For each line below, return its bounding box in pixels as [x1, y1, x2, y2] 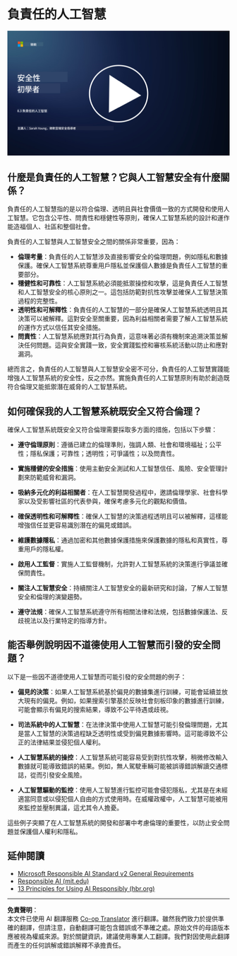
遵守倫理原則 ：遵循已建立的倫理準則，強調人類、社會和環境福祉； [17, 440, 209, 449]
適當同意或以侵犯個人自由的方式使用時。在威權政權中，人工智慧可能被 [17, 794, 222, 803]
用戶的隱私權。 [23, 545, 68, 553]
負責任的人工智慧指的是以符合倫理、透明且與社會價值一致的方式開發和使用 [7, 205, 224, 213]
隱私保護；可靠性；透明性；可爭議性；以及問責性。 [30, 449, 178, 458]
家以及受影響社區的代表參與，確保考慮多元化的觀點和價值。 [17, 497, 191, 506]
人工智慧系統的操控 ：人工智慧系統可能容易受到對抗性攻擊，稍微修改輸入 [17, 753, 228, 761]
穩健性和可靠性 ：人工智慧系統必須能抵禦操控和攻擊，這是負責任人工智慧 [17, 279, 228, 287]
